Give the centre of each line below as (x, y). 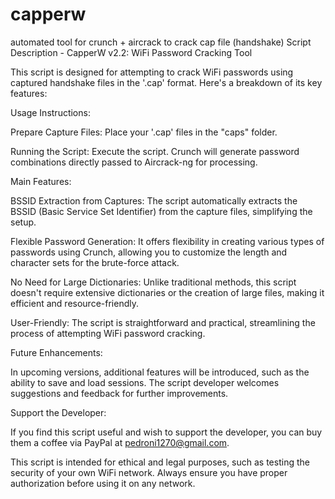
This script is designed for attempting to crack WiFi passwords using (152, 72)
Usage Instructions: (50, 112)
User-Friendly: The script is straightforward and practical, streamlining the (163, 322)
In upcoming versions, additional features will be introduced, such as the (160, 372)
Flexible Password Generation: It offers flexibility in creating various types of (167, 241)
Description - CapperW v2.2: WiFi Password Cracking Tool (131, 52)
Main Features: (41, 181)
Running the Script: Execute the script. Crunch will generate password (155, 151)
